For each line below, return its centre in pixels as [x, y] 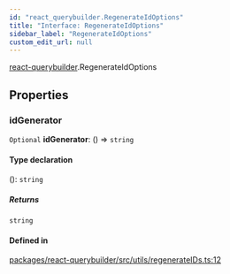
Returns [24, 199]
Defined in [29, 240]
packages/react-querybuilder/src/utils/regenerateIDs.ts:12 [115, 260]
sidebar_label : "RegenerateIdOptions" [80, 34]
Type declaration [41, 159]
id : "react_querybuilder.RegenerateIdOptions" [96, 17]
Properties [39, 95]
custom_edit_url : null [51, 42]
